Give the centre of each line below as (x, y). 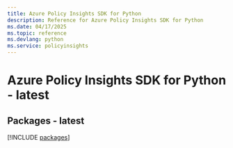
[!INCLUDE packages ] (39, 137)
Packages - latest (46, 121)
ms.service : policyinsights (48, 46)
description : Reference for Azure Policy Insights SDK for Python (105, 20)
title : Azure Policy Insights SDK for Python (74, 14)
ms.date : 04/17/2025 (37, 26)
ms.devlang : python (35, 40)
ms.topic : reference (37, 33)
